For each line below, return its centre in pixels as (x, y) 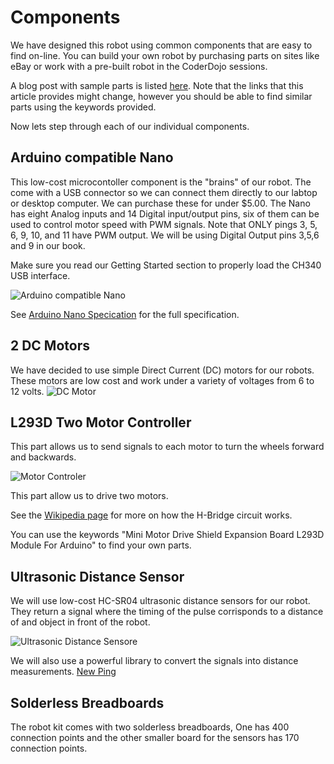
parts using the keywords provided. (83, 107)
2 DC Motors (50, 346)
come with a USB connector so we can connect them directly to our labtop (164, 192)
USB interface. (40, 275)
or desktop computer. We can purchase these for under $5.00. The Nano (160, 203)
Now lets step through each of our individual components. (130, 126)
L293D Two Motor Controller (101, 422)
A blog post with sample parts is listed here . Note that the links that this (157, 85)
